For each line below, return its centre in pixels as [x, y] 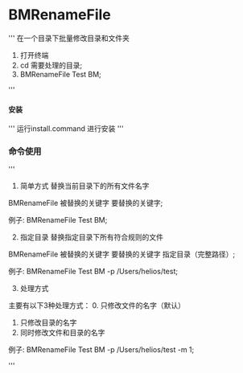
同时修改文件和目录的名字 [62, 333]
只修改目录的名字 [48, 322]
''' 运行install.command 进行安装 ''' [66, 129]
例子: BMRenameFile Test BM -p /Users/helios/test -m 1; [101, 350]
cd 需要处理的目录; [51, 65]
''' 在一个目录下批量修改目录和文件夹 [69, 38]
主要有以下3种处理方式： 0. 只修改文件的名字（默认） [97, 305]
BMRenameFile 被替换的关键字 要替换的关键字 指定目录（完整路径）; [122, 254]
